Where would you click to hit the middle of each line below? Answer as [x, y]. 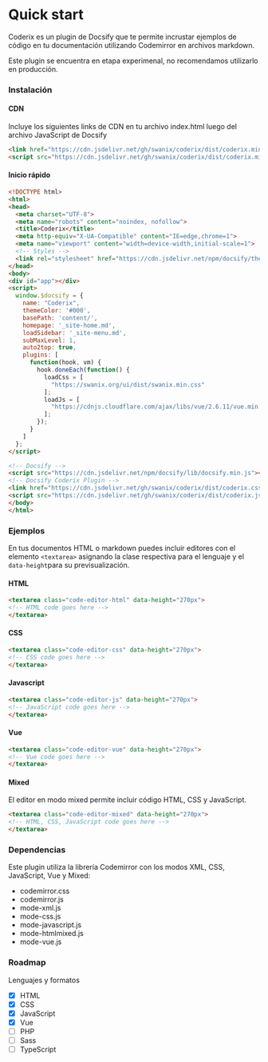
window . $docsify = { [49, 296]
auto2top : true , [50, 348]
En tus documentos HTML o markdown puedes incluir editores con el [122, 548]
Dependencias [37, 850]
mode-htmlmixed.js [51, 934]
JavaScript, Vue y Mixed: [49, 875]
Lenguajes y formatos [44, 980]
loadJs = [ [62, 399]
